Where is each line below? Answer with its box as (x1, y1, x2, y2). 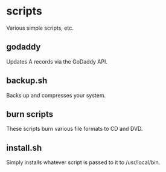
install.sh (6, 142, 42, 153)
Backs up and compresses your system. (6, 91, 106, 99)
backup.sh (6, 76, 48, 86)
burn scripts (6, 109, 54, 119)
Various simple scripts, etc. (6, 24, 74, 31)
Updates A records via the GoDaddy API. (6, 58, 107, 65)
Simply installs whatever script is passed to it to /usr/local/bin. (6, 159, 161, 166)
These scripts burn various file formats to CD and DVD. (6, 125, 143, 133)
